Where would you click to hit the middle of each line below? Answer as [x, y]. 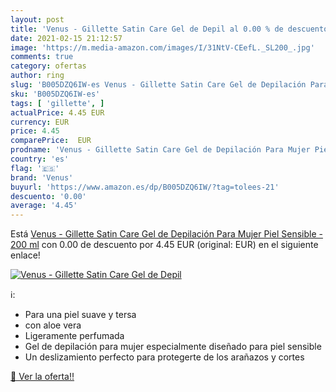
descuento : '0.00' [48, 196]
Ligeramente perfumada [74, 336]
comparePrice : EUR [51, 141]
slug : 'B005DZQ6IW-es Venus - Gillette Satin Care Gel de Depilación [158, 85]
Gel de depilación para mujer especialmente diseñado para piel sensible [173, 347]
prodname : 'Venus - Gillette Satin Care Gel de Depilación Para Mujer [160, 150]
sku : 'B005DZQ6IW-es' [55, 94]
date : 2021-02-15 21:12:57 [66, 38]
